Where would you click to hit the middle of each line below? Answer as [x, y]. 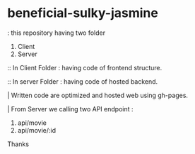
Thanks [18, 144]
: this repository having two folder [57, 33]
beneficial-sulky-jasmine [83, 13]
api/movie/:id [37, 130]
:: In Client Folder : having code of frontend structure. [85, 67]
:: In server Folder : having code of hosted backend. [83, 81]
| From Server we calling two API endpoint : [70, 109]
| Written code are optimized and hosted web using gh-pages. [98, 95]
